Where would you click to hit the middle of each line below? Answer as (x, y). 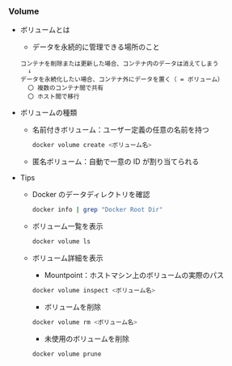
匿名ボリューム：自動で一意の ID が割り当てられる (116, 162)
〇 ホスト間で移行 (54, 97)
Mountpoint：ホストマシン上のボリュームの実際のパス (134, 275)
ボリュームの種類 (49, 113)
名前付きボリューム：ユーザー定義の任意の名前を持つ (120, 130)
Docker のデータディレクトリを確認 (91, 195)
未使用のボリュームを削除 (86, 339)
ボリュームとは (45, 30)
